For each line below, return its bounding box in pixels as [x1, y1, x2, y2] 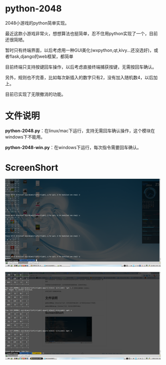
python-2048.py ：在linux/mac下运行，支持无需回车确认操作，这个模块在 [5, 127, 156, 134]
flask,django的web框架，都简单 [9, 53, 74, 59]
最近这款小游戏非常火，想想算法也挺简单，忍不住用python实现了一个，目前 [5, 30, 158, 36]
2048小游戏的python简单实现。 [5, 20, 69, 26]
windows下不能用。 [5, 134, 45, 140]
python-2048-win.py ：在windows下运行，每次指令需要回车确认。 [5, 144, 142, 150]
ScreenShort [5, 162, 58, 173]
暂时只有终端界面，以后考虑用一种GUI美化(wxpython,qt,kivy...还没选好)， [5, 47, 154, 53]
